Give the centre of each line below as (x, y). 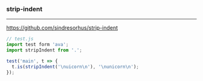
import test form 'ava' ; (37, 45)
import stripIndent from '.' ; (44, 50)
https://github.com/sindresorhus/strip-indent (62, 28)
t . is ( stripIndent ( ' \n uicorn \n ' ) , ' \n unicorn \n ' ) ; (76, 66)
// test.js (20, 39)
